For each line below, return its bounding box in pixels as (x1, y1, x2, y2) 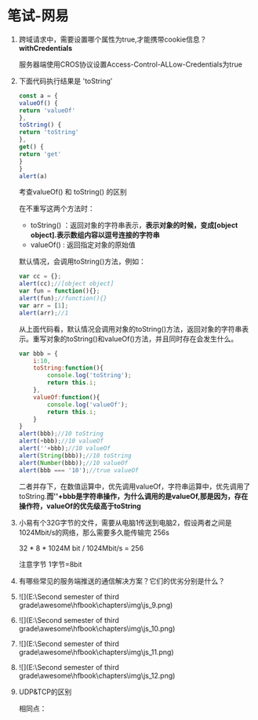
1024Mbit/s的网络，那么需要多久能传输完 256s (18, 527, 170, 537)
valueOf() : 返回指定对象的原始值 (30, 240, 136, 249)
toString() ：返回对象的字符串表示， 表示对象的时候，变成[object (30, 220, 238, 230)
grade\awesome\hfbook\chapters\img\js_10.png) (18, 624, 176, 633)
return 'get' (18, 150, 62, 158)
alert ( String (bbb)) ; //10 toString (18, 452, 132, 460)
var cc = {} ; (18, 272, 62, 281)
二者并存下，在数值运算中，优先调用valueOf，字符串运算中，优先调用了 (18, 482, 251, 491)
